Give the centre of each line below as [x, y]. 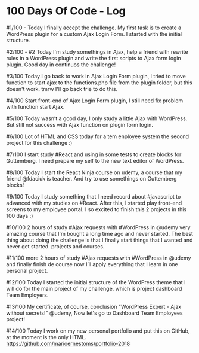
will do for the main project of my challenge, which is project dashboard [94, 288]
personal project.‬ [27, 270]
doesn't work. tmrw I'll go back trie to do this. [62, 89]
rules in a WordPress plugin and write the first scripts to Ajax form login [94, 58]
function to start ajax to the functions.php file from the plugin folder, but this [99, 83]
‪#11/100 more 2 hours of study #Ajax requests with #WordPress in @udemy [99, 258]
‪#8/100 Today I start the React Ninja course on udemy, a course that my [94, 172]
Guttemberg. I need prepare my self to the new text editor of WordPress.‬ [95, 160]
